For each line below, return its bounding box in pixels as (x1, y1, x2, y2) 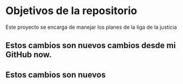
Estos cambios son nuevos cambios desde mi (5, 41, 176, 51)
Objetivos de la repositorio (5, 4, 138, 18)
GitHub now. (5, 50, 52, 60)
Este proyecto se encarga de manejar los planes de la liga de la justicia (5, 23, 177, 31)
